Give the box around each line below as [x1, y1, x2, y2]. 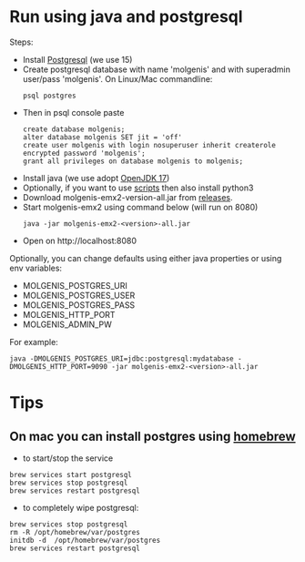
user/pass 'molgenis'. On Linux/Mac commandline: [22, 73, 213, 84]
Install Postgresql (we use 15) [22, 54, 133, 65]
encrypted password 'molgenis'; [22, 148, 146, 158]
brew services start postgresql [9, 470, 132, 479]
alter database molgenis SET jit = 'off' [22, 132, 182, 142]
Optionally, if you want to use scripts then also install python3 [22, 182, 254, 193]
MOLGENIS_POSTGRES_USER [22, 290, 136, 301]
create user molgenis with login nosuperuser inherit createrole [22, 140, 276, 149]
